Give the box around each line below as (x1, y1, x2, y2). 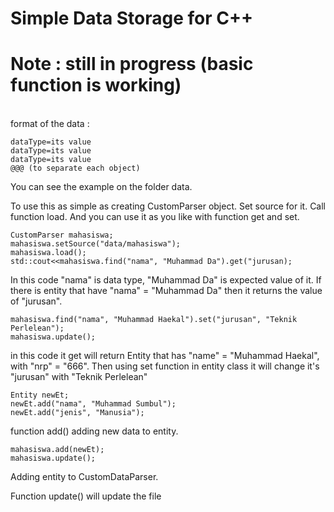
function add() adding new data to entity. (10, 425, 179, 437)
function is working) (10, 74, 182, 97)
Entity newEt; (10, 390, 70, 401)
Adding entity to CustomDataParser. (10, 471, 159, 483)
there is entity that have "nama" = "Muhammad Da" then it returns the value (10, 285, 323, 297)
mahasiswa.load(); (10, 248, 87, 258)
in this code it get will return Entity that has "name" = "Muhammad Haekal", (10, 350, 320, 362)
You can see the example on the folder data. (10, 181, 193, 193)
